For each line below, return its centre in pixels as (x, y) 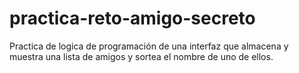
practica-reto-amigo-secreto (132, 18)
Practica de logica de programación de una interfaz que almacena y (149, 46)
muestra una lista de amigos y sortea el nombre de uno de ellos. (141, 56)
